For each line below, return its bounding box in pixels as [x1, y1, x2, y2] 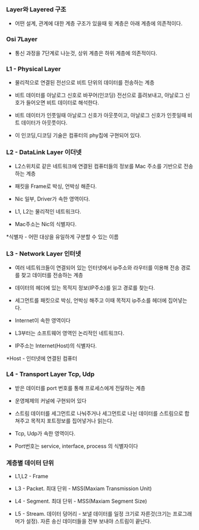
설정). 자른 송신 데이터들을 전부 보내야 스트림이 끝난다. [26, 518, 151, 525]
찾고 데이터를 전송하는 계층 [21, 272, 83, 279]
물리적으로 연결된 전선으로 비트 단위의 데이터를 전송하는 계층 [14, 79, 155, 86]
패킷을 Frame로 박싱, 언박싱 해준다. [14, 183, 97, 190]
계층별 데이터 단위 [6, 459, 55, 467]
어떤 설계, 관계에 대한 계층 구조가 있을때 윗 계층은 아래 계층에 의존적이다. [14, 20, 183, 27]
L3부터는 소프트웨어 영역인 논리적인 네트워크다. [14, 330, 125, 337]
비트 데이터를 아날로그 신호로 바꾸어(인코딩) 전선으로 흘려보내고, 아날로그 [14, 91, 184, 99]
